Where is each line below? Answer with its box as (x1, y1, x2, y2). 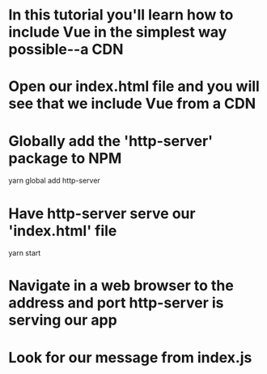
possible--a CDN (8, 41, 124, 58)
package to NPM (8, 148, 122, 167)
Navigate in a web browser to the (8, 277, 235, 295)
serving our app (8, 311, 117, 329)
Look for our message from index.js (8, 348, 252, 367)
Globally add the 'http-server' (8, 131, 214, 150)
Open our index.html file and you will (8, 77, 261, 96)
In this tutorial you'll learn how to (8, 6, 234, 24)
